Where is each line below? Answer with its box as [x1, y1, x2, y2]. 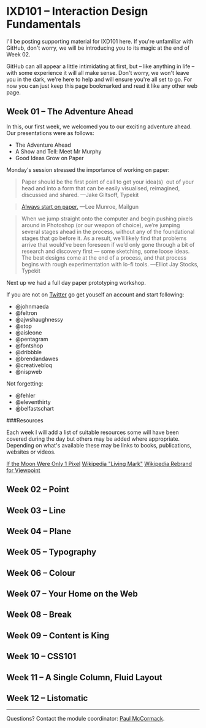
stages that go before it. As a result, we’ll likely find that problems [21, 234, 187, 242]
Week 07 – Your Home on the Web [6, 589, 138, 599]
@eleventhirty [15, 398, 51, 406]
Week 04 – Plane [6, 526, 72, 536]
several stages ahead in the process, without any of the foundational [21, 228, 195, 235]
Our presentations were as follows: [6, 129, 94, 136]
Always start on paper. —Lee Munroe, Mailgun [21, 203, 139, 210]
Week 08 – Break [6, 610, 72, 620]
